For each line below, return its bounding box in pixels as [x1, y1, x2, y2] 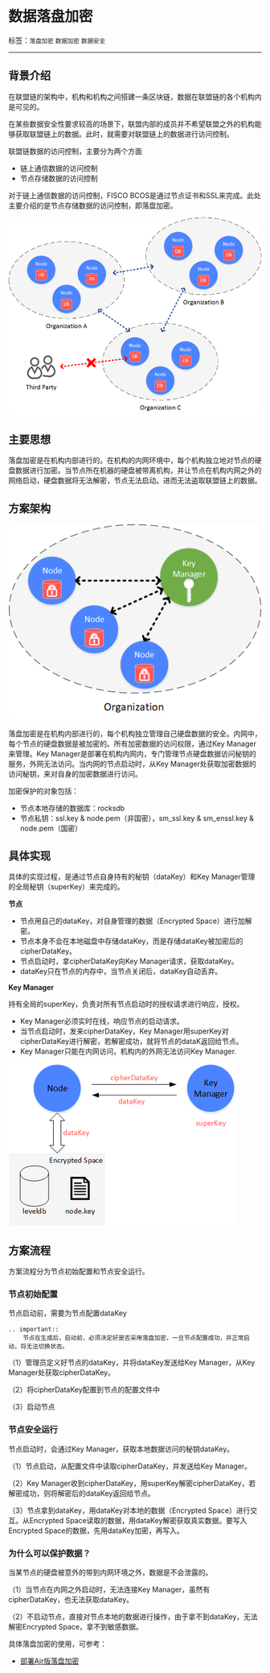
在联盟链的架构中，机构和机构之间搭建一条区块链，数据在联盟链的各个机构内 [8, 92, 262, 101]
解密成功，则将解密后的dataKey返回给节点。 [8, 1488, 155, 1498]
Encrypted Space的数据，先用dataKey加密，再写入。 [8, 1526, 184, 1535]
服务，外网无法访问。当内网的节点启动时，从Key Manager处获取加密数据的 [8, 759, 257, 768]
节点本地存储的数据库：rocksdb [19, 803, 125, 813]
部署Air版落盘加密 [19, 1656, 80, 1666]
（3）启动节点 [8, 1402, 55, 1412]
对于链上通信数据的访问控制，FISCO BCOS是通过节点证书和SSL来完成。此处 [8, 190, 261, 200]
